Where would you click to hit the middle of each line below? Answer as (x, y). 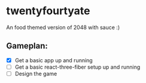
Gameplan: (27, 46)
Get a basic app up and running (54, 60)
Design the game (36, 74)
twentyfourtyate (48, 11)
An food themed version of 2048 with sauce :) (63, 27)
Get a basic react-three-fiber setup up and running (77, 67)
